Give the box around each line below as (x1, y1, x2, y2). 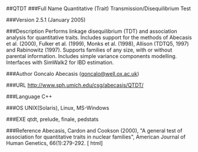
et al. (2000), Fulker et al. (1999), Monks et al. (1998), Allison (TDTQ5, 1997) (6, 40, 189, 47)
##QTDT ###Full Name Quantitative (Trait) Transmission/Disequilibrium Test (6, 5, 192, 12)
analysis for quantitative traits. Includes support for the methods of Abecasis (6, 34, 192, 40)
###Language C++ (6, 93, 52, 100)
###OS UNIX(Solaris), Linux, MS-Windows (6, 104, 110, 111)
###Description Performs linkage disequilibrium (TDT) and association (6, 28, 178, 35)
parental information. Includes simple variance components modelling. (6, 53, 177, 59)
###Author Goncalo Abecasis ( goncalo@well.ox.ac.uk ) (6, 70, 140, 77)
